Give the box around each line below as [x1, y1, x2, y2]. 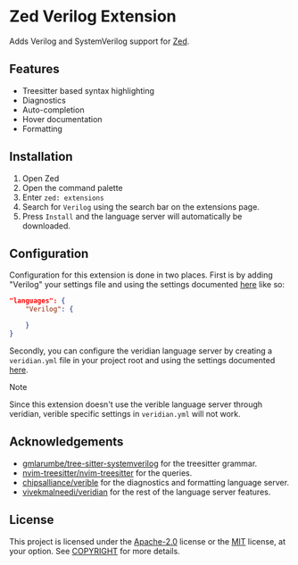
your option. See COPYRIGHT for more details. [9, 545, 180, 556]
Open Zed [21, 172, 60, 184]
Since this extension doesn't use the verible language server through [9, 399, 263, 410]
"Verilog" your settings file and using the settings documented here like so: [9, 279, 286, 290]
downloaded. [21, 220, 71, 231]
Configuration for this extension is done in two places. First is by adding [9, 270, 274, 280]
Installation [9, 149, 73, 164]
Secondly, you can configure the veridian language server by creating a [9, 345, 273, 356]
